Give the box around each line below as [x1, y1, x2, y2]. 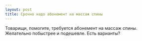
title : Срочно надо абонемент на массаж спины [5, 12, 103, 17]
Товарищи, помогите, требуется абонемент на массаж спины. [5, 25, 138, 31]
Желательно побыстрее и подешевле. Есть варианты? [5, 30, 120, 36]
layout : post [5, 7, 32, 12]
